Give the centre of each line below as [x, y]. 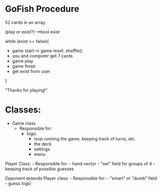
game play [23, 61]
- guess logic [18, 183]
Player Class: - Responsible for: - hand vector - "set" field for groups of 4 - [80, 163]
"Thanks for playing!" [26, 90]
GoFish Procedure [42, 9]
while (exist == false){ [27, 41]
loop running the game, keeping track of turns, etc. [85, 139]
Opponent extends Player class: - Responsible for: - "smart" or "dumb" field [81, 178]
